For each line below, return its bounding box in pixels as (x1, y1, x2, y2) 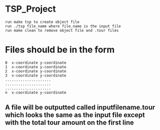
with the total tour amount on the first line (5, 118, 134, 127)
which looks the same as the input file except (5, 111, 145, 119)
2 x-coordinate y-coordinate (5, 69, 67, 74)
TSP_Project (5, 3, 56, 15)
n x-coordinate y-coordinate (5, 90, 67, 95)
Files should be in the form (5, 44, 115, 56)
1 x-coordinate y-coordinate (5, 64, 67, 69)
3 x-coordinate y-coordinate (5, 73, 67, 78)
